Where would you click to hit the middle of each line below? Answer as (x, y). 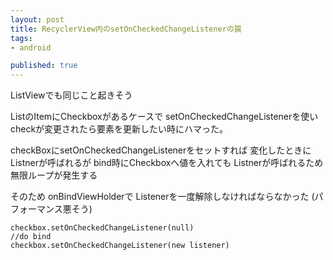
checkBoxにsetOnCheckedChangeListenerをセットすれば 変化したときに (161, 150)
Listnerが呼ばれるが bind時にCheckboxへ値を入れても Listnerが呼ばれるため (167, 163)
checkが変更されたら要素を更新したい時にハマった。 (119, 129)
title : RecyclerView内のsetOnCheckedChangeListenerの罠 (126, 29)
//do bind (31, 237)
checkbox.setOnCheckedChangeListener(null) (102, 228)
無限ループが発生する (54, 175)
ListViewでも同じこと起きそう (71, 95)
